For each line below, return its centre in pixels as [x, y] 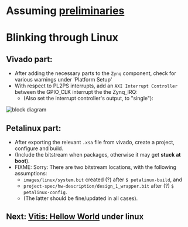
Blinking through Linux [62, 38]
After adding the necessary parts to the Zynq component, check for [95, 73]
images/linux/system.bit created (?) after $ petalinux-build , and [103, 179]
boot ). [22, 161]
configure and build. [39, 148]
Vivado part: [29, 59]
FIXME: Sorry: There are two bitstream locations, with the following [95, 167]
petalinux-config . [45, 192]
